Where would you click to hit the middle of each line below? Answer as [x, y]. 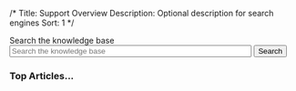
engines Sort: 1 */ [42, 23]
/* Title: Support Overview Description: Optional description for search [142, 13]
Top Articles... [42, 76]
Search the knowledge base [62, 40]
